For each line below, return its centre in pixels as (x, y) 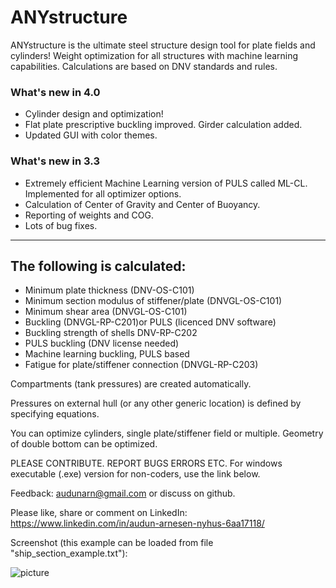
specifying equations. (55, 414)
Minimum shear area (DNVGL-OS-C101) (106, 312)
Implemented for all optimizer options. (103, 193)
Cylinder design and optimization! (94, 114)
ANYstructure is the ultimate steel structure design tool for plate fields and (163, 45)
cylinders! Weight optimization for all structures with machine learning (154, 55)
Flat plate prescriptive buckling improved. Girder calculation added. (163, 125)
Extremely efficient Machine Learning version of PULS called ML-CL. (166, 183)
